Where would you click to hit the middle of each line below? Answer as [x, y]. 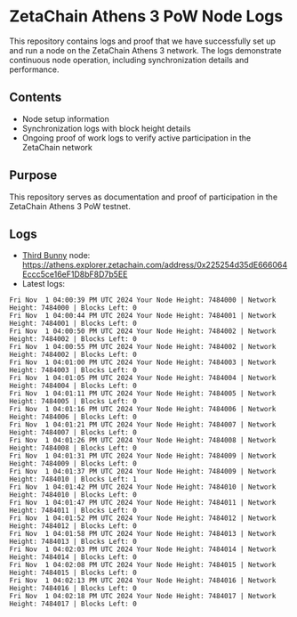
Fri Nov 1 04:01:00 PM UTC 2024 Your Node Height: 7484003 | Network [143, 362]
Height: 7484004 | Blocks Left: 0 [73, 386]
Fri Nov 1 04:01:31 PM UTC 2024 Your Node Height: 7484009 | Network [143, 456]
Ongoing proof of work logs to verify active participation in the [136, 138]
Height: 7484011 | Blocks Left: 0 [73, 511]
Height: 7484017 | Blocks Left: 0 [73, 604]
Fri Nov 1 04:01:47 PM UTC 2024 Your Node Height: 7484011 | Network [143, 503]
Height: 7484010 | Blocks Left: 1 [73, 479]
